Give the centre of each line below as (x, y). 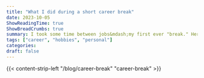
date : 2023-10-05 (28, 18)
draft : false (23, 51)
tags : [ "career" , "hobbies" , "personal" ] (59, 40)
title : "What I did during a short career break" (70, 12)
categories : (21, 46)
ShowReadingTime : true (35, 23)
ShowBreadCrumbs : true (35, 29)
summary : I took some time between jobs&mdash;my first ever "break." (97, 34)
